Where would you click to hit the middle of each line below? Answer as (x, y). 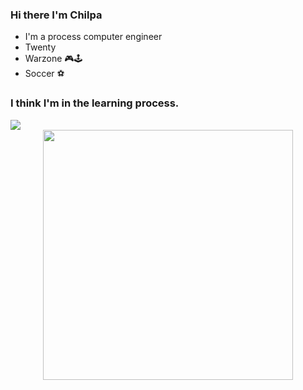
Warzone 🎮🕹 (53, 59)
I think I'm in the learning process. (95, 103)
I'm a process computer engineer (93, 37)
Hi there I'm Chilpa (56, 15)
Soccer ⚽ (44, 74)
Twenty (40, 47)
